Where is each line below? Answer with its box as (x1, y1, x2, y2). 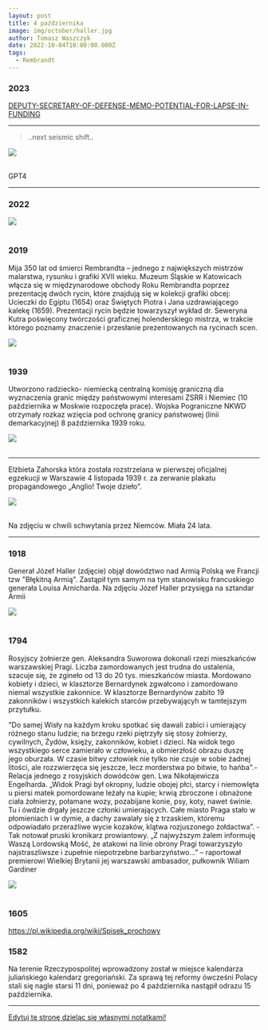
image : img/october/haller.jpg (8, 26, 112, 34)
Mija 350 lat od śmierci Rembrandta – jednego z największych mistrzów (8, 263, 243, 273)
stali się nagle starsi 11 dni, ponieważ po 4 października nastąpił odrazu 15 (8, 981, 251, 991)
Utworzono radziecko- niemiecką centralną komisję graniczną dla (8, 385, 224, 394)
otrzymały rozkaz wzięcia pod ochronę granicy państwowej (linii (8, 409, 219, 420)
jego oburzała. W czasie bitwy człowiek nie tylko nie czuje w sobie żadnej (8, 753, 251, 764)
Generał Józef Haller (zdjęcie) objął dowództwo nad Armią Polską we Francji (8, 566, 259, 576)
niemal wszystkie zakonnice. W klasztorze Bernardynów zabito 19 (8, 687, 225, 697)
